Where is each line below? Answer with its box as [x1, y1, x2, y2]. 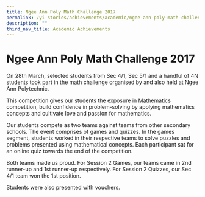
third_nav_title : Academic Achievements [6, 26, 111, 32]
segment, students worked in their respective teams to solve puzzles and [6, 134, 190, 142]
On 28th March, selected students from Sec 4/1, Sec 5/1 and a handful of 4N [6, 72, 198, 80]
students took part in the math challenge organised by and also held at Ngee [6, 78, 199, 86]
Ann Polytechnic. [6, 85, 49, 92]
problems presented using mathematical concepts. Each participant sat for [6, 141, 194, 148]
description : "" [6, 20, 48, 26]
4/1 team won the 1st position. [6, 172, 81, 179]
